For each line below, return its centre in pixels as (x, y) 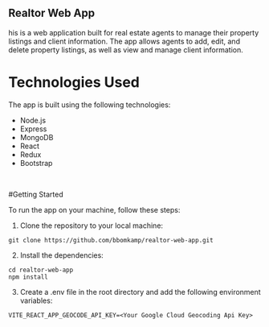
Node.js (33, 120)
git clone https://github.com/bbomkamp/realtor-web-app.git (111, 240)
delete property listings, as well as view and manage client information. (126, 50)
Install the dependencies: (62, 255)
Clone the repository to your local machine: (91, 226)
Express (33, 129)
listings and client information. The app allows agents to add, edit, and (124, 41)
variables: (36, 300)
